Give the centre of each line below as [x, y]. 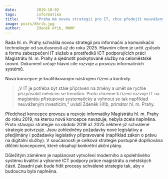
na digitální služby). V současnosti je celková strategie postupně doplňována [84, 141]
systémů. [14, 69]
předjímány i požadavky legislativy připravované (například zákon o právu [81, 135]
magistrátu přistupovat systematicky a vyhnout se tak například [83, 99]
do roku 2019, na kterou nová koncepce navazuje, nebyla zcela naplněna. [81, 119]
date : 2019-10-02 [32, 10]
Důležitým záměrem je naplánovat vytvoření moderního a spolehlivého [78, 156]
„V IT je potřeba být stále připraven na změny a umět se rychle [82, 88]
